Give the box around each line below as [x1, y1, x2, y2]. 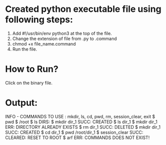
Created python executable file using [5, 3, 162, 15]
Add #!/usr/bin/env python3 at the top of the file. [12, 30, 112, 36]
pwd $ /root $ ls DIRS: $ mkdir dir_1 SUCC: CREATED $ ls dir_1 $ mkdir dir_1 [5, 119, 158, 125]
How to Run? [5, 63, 59, 75]
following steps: [5, 14, 73, 25]
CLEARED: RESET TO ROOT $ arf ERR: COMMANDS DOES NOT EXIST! [5, 135, 150, 141]
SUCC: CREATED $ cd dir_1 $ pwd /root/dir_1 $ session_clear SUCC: [5, 129, 144, 135]
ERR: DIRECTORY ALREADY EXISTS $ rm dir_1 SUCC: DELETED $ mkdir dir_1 [5, 124, 161, 130]
